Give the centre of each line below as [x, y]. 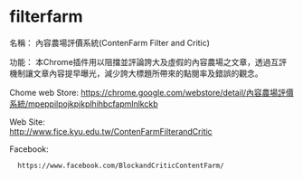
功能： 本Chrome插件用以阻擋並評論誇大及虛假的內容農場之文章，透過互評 [148, 61]
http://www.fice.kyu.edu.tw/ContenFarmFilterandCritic [111, 131]
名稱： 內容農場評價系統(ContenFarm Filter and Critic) [110, 42]
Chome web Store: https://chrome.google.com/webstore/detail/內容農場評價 [151, 92]
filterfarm [46, 17]
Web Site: [27, 122]
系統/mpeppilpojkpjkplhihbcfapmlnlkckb [84, 104]
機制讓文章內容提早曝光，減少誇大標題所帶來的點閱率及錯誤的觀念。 [136, 73]
